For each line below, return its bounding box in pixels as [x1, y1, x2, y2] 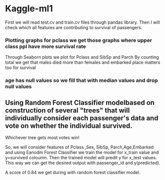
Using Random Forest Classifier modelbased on [5, 98, 155, 107]
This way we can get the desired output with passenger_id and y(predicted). [5, 160, 161, 166]
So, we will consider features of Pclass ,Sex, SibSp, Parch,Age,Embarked [5, 144, 154, 150]
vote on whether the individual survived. [5, 121, 132, 130]
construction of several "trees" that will [5, 106, 130, 114]
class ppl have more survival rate [5, 43, 86, 50]
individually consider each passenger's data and [5, 114, 159, 122]
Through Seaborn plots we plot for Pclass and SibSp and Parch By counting [5, 54, 159, 60]
